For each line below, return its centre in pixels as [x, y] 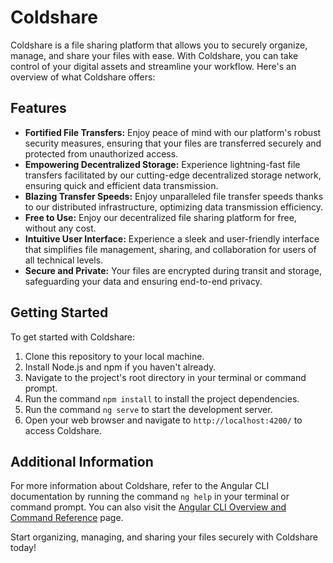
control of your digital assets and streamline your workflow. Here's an [153, 66]
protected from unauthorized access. [101, 153]
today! [23, 548]
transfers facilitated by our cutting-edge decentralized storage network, [173, 175]
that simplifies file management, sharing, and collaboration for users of [170, 249]
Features [38, 108]
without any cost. [60, 228]
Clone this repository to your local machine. [114, 356]
